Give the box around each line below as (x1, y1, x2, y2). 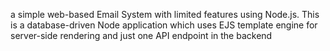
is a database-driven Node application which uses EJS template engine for (10, 19, 318, 31)
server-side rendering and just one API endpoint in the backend (10, 30, 273, 41)
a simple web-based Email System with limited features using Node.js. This (10, 9, 320, 20)
